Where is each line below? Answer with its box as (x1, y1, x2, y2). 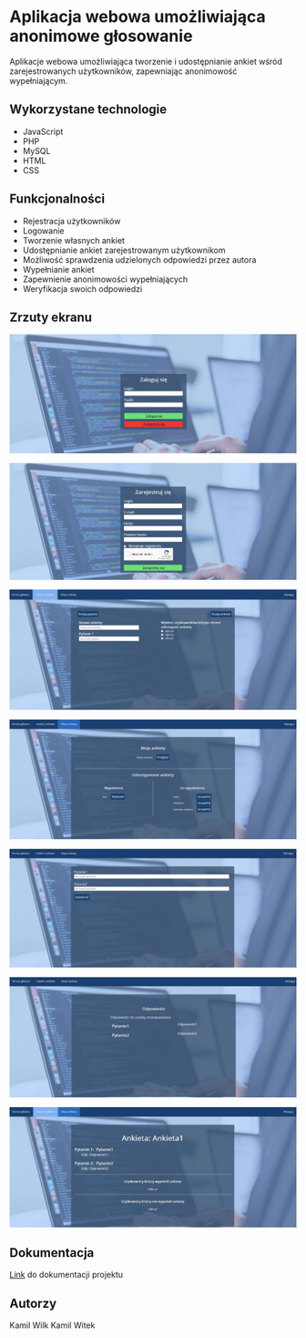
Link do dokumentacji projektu (9, 1270, 124, 1281)
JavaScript (22, 126, 64, 137)
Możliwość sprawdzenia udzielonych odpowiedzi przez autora (22, 254, 257, 265)
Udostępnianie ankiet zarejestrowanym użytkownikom (22, 244, 226, 255)
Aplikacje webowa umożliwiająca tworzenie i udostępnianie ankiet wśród (9, 56, 282, 67)
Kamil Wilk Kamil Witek (9, 1320, 96, 1331)
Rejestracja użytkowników (22, 215, 121, 226)
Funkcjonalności (9, 192, 106, 207)
